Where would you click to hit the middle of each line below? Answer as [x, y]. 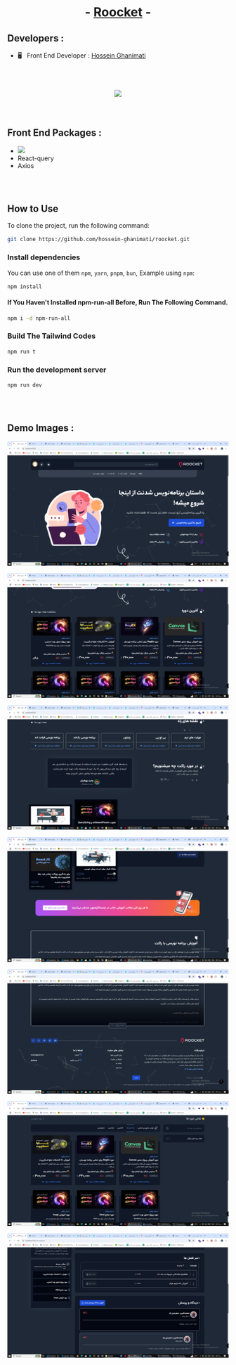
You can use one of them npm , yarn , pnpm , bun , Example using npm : [101, 273]
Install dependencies [44, 257]
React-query [35, 158]
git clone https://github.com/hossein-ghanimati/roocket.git [99, 240]
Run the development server [57, 370]
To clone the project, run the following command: [78, 226]
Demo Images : [41, 428]
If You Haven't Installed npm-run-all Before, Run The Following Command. [118, 302]
